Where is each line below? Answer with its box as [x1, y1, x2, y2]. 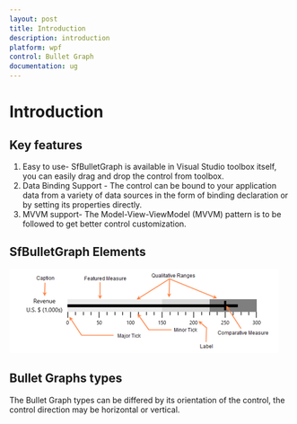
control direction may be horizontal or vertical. [9, 404, 180, 415]
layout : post [9, 14, 58, 23]
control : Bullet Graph [9, 52, 94, 62]
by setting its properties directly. [22, 199, 143, 210]
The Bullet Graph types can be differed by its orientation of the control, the [9, 394, 285, 405]
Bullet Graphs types [9, 371, 123, 386]
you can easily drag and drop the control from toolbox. [22, 171, 224, 181]
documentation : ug [9, 62, 78, 71]
